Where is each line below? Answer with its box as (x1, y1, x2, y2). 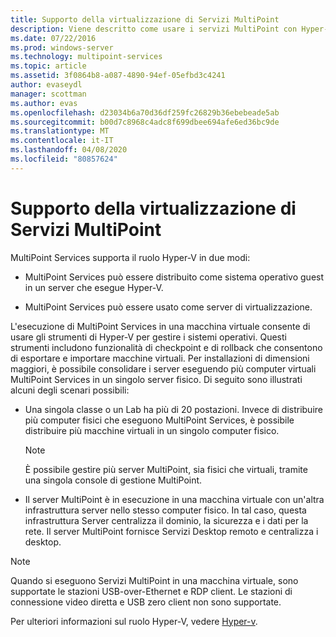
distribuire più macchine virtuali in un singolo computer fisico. (24, 424, 280, 436)
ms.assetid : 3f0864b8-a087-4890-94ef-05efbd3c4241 (10, 71, 226, 81)
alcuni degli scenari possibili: (10, 384, 130, 396)
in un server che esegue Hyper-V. (24, 281, 164, 293)
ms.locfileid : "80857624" (10, 154, 118, 164)
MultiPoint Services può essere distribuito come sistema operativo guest (24, 271, 325, 283)
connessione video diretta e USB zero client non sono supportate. (10, 596, 282, 608)
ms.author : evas (10, 98, 78, 108)
